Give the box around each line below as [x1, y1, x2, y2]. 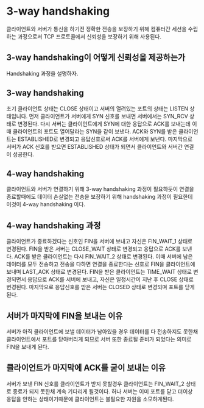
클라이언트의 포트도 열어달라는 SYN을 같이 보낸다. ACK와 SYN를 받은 [12, 127, 178, 135]
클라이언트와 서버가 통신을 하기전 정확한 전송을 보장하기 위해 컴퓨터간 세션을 [6, 25, 187, 32]
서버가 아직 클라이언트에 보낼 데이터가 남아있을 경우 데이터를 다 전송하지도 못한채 [6, 328, 199, 335]
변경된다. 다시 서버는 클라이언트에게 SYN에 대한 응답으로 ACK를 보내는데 [17, 120, 191, 127]
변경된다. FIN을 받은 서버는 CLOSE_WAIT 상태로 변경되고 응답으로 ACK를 [6, 245, 181, 252]
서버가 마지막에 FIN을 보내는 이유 [6, 310, 123, 321]
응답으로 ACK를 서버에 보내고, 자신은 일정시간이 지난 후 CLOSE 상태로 [27, 276, 194, 283]
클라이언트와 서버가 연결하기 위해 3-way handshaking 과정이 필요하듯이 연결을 [6, 185, 194, 193]
